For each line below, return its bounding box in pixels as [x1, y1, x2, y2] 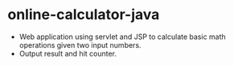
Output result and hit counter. [18, 49, 117, 58]
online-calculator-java [7, 6, 160, 24]
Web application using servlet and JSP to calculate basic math [18, 32, 226, 41]
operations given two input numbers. [18, 40, 142, 49]
